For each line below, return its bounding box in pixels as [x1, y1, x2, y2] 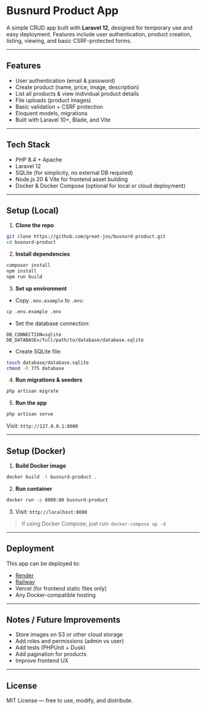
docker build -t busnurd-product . [6, 474, 97, 480]
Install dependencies [15, 250, 71, 258]
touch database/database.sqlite [6, 360, 89, 366]
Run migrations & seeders [15, 376, 83, 384]
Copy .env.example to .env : [15, 296, 84, 304]
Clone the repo [15, 222, 54, 229]
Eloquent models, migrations [15, 109, 88, 117]
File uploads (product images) [15, 96, 91, 104]
